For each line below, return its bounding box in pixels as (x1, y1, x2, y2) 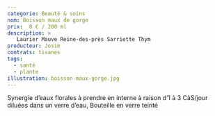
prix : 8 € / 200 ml (7, 23, 67, 30)
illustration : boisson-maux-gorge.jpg (7, 74, 120, 82)
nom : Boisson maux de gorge (7, 17, 89, 24)
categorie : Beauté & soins (7, 10, 86, 17)
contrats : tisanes (7, 49, 61, 56)
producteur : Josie (7, 42, 61, 49)
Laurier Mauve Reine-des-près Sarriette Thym (16, 36, 151, 43)
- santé (13, 62, 36, 69)
